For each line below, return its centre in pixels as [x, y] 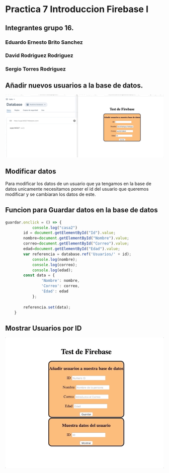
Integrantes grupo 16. [39, 28]
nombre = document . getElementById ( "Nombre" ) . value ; [76, 238]
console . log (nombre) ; [55, 259]
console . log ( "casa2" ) [55, 227]
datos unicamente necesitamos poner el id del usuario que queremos [77, 189]
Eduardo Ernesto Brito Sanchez [44, 42]
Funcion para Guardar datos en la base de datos [81, 210]
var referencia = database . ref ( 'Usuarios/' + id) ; [77, 254]
